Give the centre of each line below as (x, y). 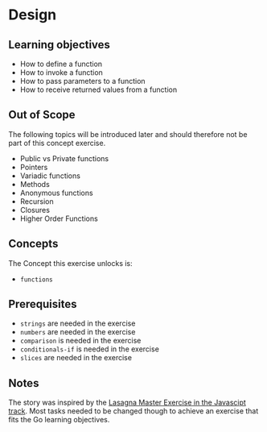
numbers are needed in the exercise (78, 332)
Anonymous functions (57, 193)
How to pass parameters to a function (83, 81)
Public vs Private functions (64, 158)
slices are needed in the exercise (76, 358)
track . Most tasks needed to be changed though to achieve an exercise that (133, 411)
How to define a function (61, 64)
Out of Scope (42, 115)
